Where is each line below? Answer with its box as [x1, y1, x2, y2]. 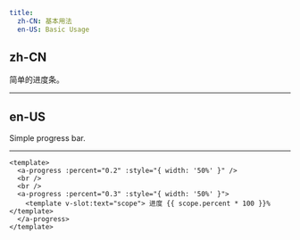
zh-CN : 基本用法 [17, 16, 73, 26]
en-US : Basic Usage [17, 25, 90, 34]
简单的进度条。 [9, 74, 64, 85]
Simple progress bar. [9, 133, 87, 144]
